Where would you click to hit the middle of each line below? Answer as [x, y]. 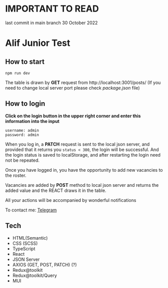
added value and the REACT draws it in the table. [56, 190]
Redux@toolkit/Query [35, 275]
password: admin [22, 135]
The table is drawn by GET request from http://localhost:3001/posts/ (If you [83, 82]
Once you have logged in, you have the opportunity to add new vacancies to [84, 170]
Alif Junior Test [38, 43]
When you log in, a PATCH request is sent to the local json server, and [77, 144]
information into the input [32, 121]
